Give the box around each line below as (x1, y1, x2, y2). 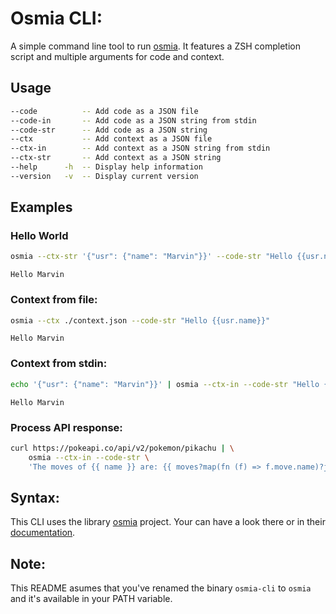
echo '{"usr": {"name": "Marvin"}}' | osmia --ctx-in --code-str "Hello (10, 379, 320, 389)
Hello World (10, 229, 69, 243)
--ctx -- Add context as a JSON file (10, 134, 213, 144)
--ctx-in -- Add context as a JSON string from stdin (10, 143, 271, 154)
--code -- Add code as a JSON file (10, 106, 199, 116)
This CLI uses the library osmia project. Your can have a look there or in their (10, 516, 326, 528)
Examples (10, 199, 73, 216)
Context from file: (10, 293, 98, 307)
